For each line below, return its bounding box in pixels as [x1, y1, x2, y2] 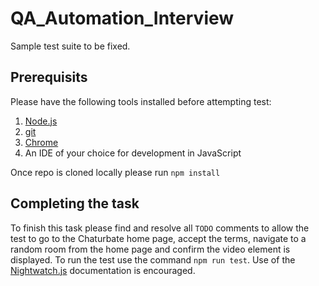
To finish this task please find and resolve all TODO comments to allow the [10, 222, 310, 234]
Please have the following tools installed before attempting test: [10, 95, 272, 107]
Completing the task [10, 195, 140, 212]
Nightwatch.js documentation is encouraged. [10, 264, 196, 276]
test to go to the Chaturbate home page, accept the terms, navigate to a [10, 232, 307, 244]
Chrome [24, 136, 59, 148]
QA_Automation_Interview [10, 7, 235, 30]
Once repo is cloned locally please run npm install [10, 166, 221, 178]
